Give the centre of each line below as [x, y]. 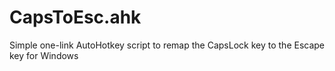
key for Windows [44, 55]
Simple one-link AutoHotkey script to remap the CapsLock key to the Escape [167, 45]
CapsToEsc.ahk [75, 17]
